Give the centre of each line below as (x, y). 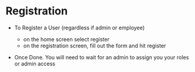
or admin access (35, 64)
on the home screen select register (66, 39)
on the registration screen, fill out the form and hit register (95, 46)
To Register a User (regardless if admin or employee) (79, 28)
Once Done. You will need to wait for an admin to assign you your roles (101, 57)
